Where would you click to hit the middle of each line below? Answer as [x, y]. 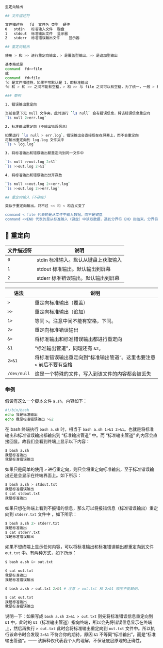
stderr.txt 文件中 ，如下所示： [46, 514]
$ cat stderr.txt [23, 532]
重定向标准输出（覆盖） [61, 303]
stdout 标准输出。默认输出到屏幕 [73, 269]
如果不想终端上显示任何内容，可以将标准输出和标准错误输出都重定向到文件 [79, 547]
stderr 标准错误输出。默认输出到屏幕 [78, 278]
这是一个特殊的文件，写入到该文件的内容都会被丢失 [93, 374]
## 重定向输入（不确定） [26, 197]
